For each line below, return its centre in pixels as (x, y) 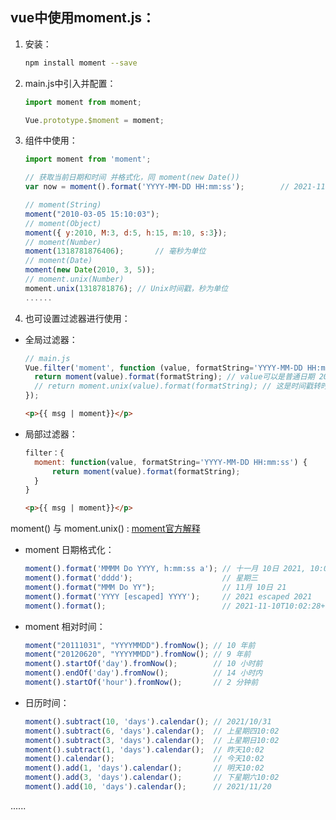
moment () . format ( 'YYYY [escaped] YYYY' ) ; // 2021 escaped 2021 (168, 596)
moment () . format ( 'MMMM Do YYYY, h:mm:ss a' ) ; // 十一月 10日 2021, (165, 569)
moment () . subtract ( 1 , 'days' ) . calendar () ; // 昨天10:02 (144, 749)
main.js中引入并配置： (70, 83)
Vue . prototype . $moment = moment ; (94, 120)
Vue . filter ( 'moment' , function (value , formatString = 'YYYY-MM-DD (163, 368)
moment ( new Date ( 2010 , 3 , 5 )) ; (90, 270)
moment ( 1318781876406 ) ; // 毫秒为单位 (115, 251)
